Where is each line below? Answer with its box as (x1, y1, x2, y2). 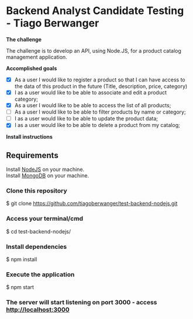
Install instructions (6, 133, 53, 140)
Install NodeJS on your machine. (6, 166, 85, 173)
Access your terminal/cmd (6, 215, 84, 223)
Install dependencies (6, 242, 67, 251)
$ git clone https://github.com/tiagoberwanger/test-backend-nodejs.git (6, 200, 178, 207)
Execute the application (6, 270, 75, 279)
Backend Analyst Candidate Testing (6, 4, 184, 18)
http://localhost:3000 (6, 306, 70, 314)
